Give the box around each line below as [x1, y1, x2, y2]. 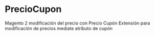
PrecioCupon [5, 3, 62, 15]
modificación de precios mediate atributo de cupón [5, 25, 113, 31]
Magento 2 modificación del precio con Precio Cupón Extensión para [5, 20, 150, 26]
